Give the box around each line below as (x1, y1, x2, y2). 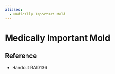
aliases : (5, 7, 23, 12)
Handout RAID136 (12, 64, 47, 70)
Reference (5, 52, 37, 60)
